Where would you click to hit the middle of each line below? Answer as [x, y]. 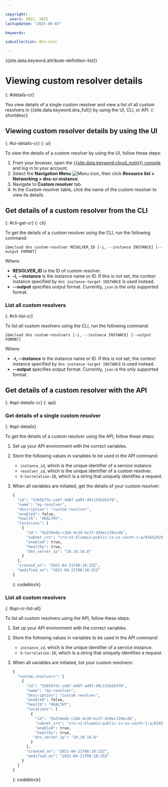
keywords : [16, 33]
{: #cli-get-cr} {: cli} [26, 223]
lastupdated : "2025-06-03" [33, 24]
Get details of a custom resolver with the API [76, 390]
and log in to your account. [40, 168]
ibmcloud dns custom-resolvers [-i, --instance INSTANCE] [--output [78, 335]
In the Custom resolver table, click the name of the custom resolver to [85, 189]
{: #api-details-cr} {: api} [31, 402]
